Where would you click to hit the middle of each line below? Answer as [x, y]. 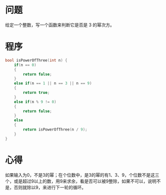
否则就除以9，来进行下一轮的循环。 [50, 187]
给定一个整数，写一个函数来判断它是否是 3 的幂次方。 [60, 25]
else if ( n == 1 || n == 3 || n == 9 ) [53, 83]
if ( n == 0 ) [25, 65]
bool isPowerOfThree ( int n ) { [36, 60]
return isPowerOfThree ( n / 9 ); [55, 130]
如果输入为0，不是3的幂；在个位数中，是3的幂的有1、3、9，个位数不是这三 [82, 175]
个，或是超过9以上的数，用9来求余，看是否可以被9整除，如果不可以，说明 [81, 181]
